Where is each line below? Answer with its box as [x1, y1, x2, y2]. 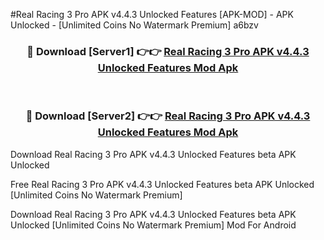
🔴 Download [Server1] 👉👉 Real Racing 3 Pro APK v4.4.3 [26, 44, 310, 58]
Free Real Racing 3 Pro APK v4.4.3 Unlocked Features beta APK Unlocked [10, 178, 315, 190]
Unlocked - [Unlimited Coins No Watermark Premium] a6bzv [10, 19, 259, 31]
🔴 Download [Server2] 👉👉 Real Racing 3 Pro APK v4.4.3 [25, 109, 311, 123]
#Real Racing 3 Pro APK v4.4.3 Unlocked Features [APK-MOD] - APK [10, 9, 294, 20]
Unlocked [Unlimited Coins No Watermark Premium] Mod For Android [10, 219, 297, 231]
